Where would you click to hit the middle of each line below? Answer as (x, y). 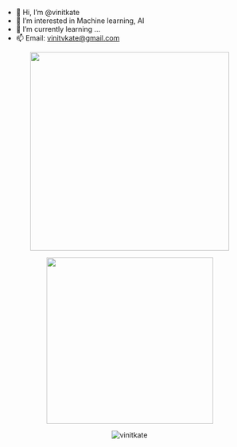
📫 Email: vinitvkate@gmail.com (68, 38)
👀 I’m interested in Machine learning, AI (80, 21)
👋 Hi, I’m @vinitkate (48, 12)
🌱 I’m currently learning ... (58, 29)
